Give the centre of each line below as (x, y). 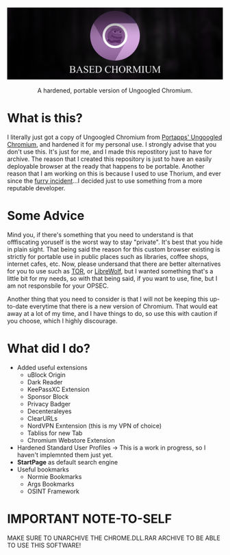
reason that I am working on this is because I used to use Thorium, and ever (114, 173)
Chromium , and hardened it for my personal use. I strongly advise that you (112, 144)
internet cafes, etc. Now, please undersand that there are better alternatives (114, 264)
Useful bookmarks (43, 469)
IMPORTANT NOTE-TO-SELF (90, 519)
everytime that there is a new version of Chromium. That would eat (124, 306)
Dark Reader (45, 382)
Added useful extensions (52, 367)
